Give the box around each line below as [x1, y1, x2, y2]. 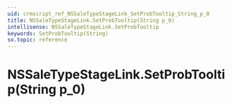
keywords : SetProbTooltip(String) [7, 30, 109, 37]
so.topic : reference [7, 37, 68, 44]
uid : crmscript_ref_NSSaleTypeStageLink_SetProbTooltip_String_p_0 [7, 10, 210, 18]
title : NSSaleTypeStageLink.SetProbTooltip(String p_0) [7, 17, 175, 24]
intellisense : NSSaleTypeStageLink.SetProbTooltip [7, 23, 159, 30]
